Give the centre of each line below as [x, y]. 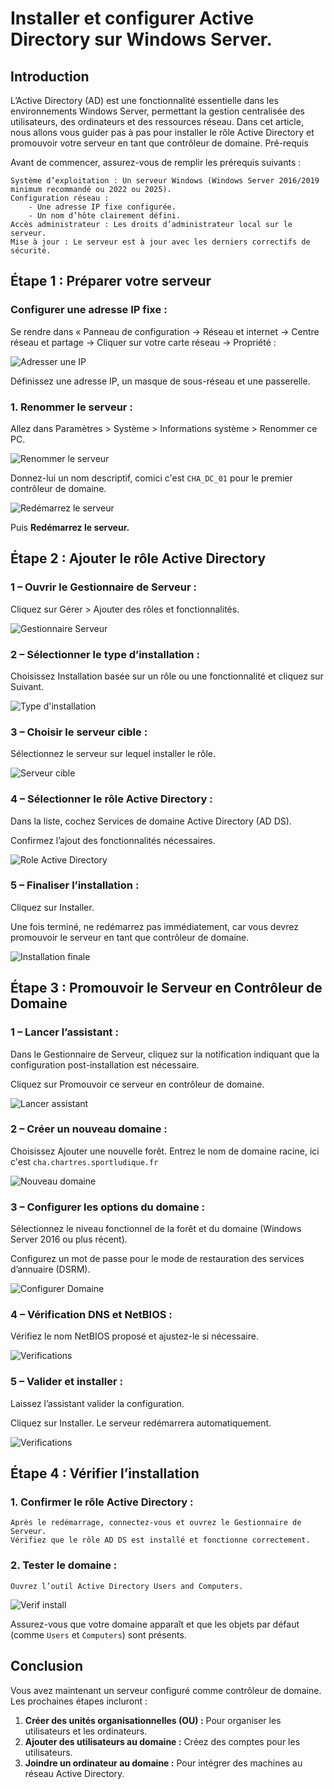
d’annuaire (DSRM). [50, 1269]
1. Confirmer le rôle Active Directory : [102, 1502]
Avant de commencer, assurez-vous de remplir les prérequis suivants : [156, 162]
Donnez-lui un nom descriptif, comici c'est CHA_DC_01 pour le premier [151, 478]
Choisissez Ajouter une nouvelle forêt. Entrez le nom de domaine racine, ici [165, 1151]
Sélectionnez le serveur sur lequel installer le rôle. [113, 754]
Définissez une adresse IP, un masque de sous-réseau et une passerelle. [160, 381]
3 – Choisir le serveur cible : [79, 732]
